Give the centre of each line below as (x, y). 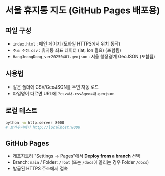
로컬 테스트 (21, 111)
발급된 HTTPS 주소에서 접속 (40, 169)
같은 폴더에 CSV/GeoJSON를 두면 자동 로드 (56, 87)
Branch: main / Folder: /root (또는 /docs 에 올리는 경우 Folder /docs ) (81, 162)
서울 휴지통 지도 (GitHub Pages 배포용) (83, 10)
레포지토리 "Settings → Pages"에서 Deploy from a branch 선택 (76, 156)
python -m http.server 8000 (35, 123)
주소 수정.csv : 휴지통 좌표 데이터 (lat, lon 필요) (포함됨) (67, 50)
